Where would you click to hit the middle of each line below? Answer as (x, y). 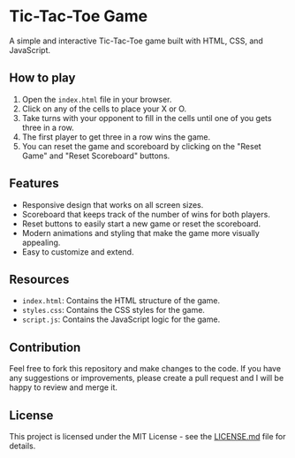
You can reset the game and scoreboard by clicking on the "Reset (142, 146)
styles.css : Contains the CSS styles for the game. (113, 310)
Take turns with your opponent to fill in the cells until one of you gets (147, 118)
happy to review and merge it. (63, 387)
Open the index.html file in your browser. (97, 99)
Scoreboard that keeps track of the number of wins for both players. (146, 214)
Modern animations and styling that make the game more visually (141, 233)
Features (34, 183)
